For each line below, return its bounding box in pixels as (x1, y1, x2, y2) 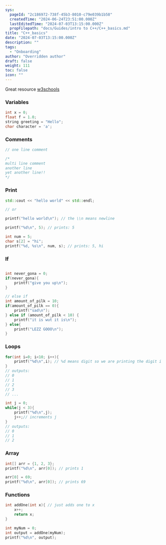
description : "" (5, 40, 39, 45)
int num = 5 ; (5, 234, 32, 239)
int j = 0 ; (5, 401, 28, 406)
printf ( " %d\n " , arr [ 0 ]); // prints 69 (5, 479, 86, 484)
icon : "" (5, 73, 23, 78)
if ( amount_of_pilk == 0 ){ (5, 303, 59, 308)
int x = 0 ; (5, 110, 28, 115)
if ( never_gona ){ (5, 276, 39, 281)
